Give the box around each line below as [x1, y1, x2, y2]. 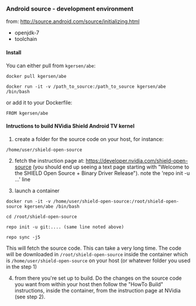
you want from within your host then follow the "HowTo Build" [14, 280, 164, 288]
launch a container [14, 187, 60, 194]
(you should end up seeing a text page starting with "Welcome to [33, 163, 190, 170]
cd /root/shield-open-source [6, 214, 77, 219]
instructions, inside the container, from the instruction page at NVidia [14, 287, 181, 294]
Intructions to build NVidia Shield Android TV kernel [6, 122, 135, 130]
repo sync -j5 [6, 234, 41, 240]
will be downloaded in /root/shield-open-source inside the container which [6, 250, 188, 257]
